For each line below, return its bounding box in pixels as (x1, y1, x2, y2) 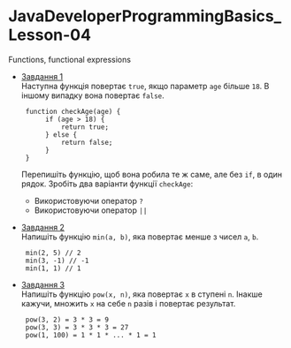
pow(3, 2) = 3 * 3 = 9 (25, 315, 110, 324)
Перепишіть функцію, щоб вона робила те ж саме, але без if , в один (20, 169, 283, 179)
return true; (60, 122, 110, 132)
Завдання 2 (20, 222, 65, 232)
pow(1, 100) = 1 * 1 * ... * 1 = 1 (25, 330, 157, 339)
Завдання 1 (20, 71, 64, 81)
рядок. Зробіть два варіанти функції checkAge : (20, 178, 194, 189)
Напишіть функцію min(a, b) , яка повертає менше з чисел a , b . (20, 231, 259, 242)
